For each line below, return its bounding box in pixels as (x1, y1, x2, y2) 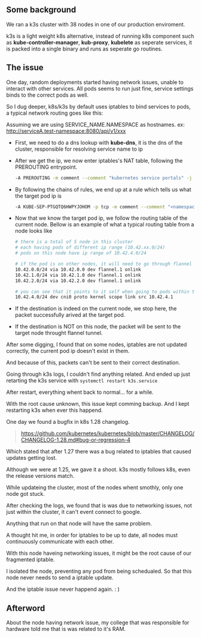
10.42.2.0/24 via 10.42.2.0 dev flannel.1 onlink (14, 277, 142, 284)
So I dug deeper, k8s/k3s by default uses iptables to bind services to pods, (6, 103, 191, 110)
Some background (6, 5, 77, 15)
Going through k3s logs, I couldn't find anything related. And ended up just (6, 370, 190, 378)
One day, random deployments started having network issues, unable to (6, 78, 184, 86)
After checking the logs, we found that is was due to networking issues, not (6, 502, 193, 509)
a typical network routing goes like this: (6, 109, 103, 116)
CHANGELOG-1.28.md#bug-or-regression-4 (20, 436, 130, 444)
